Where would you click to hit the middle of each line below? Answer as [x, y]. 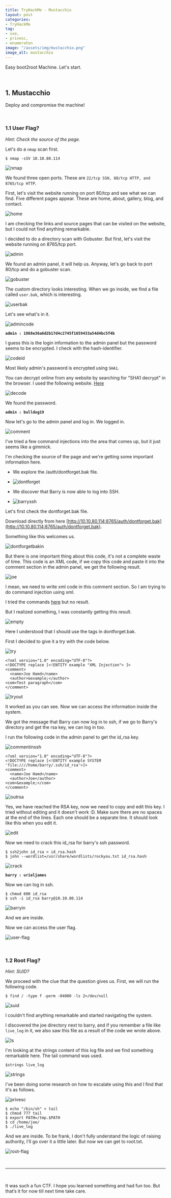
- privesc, [17, 39]
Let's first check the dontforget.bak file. [47, 511]
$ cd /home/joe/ [22, 1122]
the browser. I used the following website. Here [55, 383]
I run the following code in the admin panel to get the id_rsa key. [73, 737]
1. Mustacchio [28, 93]
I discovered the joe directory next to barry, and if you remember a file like [83, 1025]
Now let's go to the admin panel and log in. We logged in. [65, 421]
